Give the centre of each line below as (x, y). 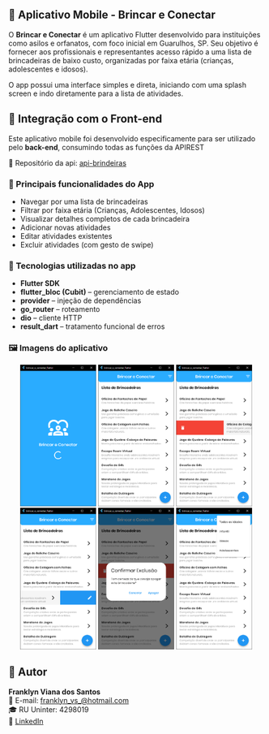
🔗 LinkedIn (26, 721)
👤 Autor (28, 672)
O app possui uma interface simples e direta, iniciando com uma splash (128, 84)
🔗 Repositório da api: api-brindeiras (68, 162)
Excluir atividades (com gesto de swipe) (87, 244)
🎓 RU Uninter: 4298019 (49, 709)
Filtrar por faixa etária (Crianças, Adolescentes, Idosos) (112, 210)
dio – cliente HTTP (51, 318)
